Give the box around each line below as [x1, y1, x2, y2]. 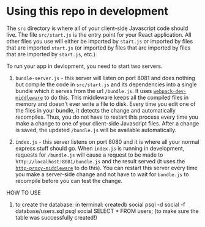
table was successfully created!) [15, 214, 98, 221]
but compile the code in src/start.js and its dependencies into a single [15, 81, 197, 88]
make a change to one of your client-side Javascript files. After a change [15, 119, 199, 127]
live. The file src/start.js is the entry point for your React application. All [6, 31, 192, 38]
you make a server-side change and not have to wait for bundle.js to [15, 170, 189, 178]
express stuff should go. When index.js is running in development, [15, 144, 185, 152]
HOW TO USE [6, 188, 41, 196]
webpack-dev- [153, 88, 187, 94]
